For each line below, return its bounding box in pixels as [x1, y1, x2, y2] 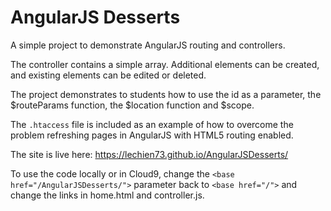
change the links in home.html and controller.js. [10, 189, 205, 201]
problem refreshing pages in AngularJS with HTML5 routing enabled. [10, 129, 294, 141]
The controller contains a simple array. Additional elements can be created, [10, 58, 320, 70]
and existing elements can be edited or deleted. [10, 69, 207, 81]
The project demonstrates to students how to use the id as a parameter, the [10, 88, 322, 100]
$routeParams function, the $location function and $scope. [10, 99, 255, 111]
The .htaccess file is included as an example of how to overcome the [10, 118, 294, 130]
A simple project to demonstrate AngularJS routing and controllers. [10, 39, 286, 51]
